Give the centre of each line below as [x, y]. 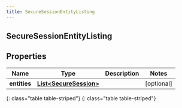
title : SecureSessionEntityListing [51, 12]
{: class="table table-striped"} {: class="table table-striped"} [81, 98]
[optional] [158, 83]
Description [122, 73]
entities [20, 83]
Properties [26, 57]
